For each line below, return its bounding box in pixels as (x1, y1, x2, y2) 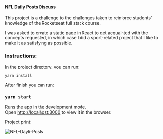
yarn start (5, 94, 31, 100)
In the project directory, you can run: (5, 64, 80, 69)
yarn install (5, 73, 32, 78)
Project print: (5, 119, 32, 125)
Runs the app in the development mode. (5, 104, 86, 110)
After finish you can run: (5, 82, 54, 88)
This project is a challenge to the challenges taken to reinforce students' (5, 15, 152, 21)
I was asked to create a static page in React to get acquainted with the (5, 30, 148, 35)
